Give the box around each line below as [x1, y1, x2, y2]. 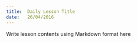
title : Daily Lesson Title [6, 8, 76, 15]
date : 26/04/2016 [6, 14, 54, 20]
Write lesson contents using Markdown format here [6, 30, 131, 37]
